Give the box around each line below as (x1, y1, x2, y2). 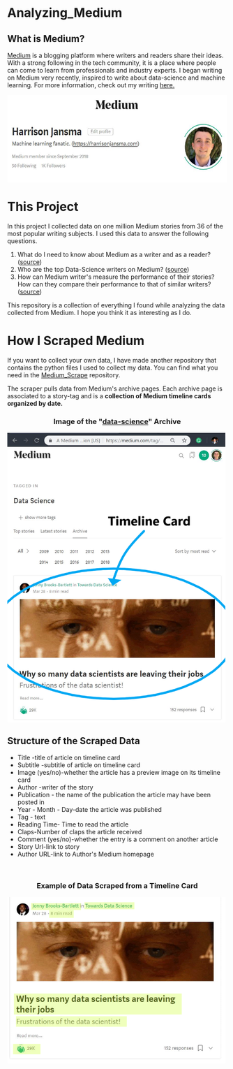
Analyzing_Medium (7, 5, 123, 21)
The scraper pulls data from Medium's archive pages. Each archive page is (7, 384, 223, 393)
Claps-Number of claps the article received (17, 828, 142, 836)
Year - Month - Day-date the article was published (17, 806, 162, 814)
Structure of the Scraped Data (7, 735, 141, 747)
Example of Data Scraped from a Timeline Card (36, 881, 198, 891)
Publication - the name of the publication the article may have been (17, 791, 211, 799)
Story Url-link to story (17, 843, 80, 851)
